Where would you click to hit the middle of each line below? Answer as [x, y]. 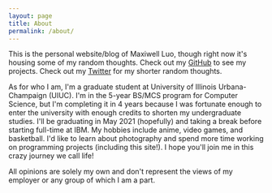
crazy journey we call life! [51, 156]
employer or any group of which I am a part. [82, 180]
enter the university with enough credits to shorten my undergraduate [125, 113]
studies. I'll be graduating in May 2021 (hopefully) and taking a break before [135, 122]
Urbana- [232, 87]
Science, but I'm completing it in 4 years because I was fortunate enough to [135, 104]
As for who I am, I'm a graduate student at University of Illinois [112, 87]
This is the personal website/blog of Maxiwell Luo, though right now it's [128, 54]
